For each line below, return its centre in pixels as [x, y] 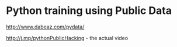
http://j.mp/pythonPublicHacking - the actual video [67, 38]
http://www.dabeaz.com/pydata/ [45, 27]
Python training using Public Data [89, 11]
